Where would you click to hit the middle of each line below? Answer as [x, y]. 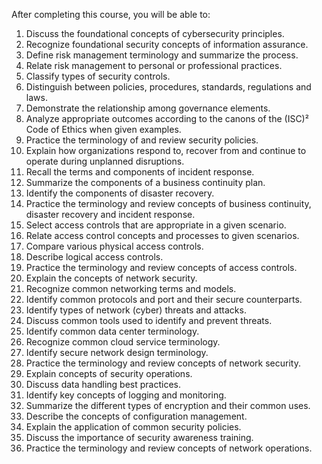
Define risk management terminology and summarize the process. [162, 55]
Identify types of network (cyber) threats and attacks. [136, 310]
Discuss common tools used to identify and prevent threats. [149, 320]
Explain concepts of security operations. [109, 373]
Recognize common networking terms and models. [131, 288]
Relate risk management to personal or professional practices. [154, 65]
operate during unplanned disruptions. [105, 161]
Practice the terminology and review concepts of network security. [163, 363]
